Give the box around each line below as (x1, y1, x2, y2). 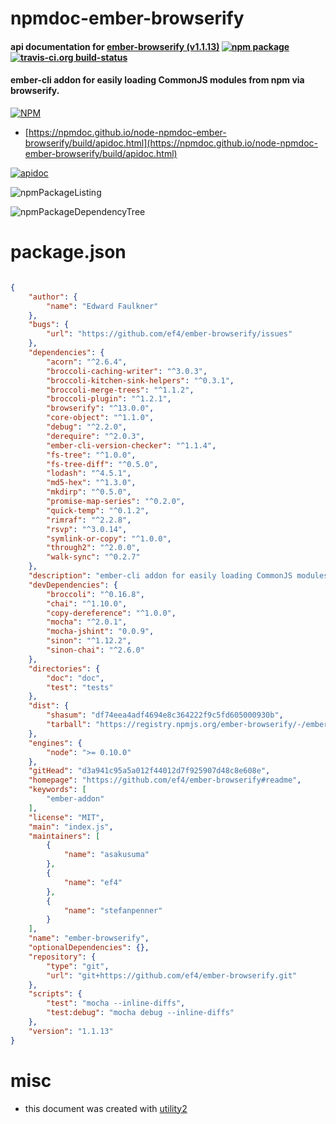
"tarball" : (46, 720, 92, 730)
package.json (10, 241, 127, 264)
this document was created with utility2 (24, 1102, 188, 1114)
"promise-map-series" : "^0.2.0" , (46, 497, 186, 507)
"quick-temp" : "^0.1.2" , (46, 505, 150, 516)
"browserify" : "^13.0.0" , (46, 403, 155, 414)
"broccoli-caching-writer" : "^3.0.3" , (46, 366, 208, 376)
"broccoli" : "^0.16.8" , (46, 589, 145, 599)
